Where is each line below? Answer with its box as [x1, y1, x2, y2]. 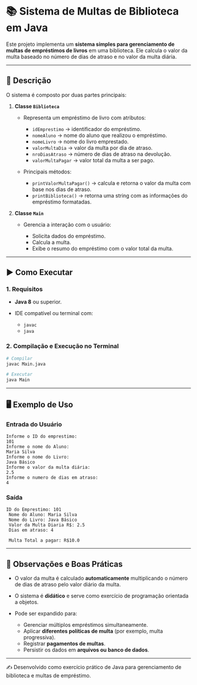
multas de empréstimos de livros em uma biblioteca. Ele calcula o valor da [6, 46, 188, 54]
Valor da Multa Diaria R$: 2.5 [8, 522, 85, 528]
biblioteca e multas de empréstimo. [6, 672, 91, 679]
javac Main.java [6, 361, 46, 367]
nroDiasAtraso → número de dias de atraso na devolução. [32, 151, 172, 158]
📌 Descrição [6, 76, 52, 86]
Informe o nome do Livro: [6, 454, 69, 460]
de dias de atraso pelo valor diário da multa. [14, 581, 121, 588]
